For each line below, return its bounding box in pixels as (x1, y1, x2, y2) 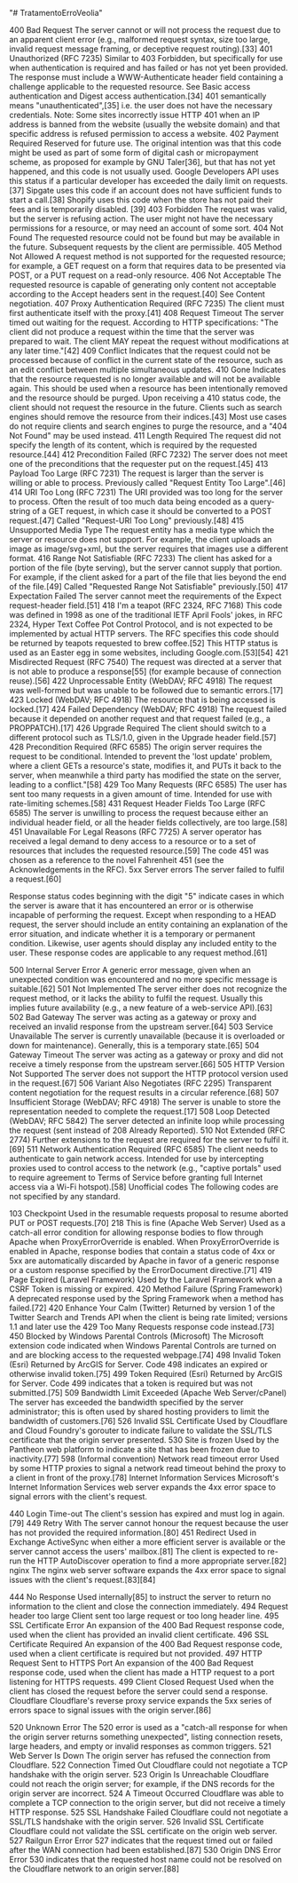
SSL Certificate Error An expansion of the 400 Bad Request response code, (9, 1620, 285, 1630)
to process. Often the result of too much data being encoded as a (9, 496, 248, 507)
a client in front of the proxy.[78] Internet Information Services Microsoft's (9, 1473, 279, 1483)
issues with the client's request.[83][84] (9, 1575, 156, 1585)
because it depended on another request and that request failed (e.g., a (9, 714, 271, 724)
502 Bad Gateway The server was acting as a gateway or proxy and (9, 1012, 257, 1022)
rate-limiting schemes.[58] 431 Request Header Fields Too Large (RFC (9, 798, 266, 809)
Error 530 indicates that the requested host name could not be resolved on (9, 1855, 282, 1864)
